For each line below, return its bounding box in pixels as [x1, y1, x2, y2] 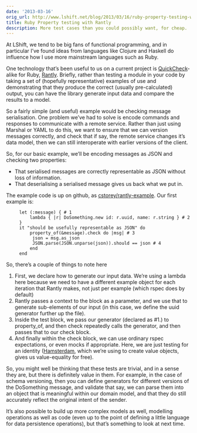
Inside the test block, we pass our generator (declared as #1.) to [14, 316, 169, 324]
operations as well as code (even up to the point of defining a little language [6, 414, 189, 421]
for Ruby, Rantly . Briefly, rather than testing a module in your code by [18, 71, 185, 78]
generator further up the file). [14, 310, 86, 317]
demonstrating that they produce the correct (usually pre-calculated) [6, 84, 173, 91]
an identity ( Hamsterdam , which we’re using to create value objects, [14, 348, 179, 355]
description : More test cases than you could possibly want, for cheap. [6, 25, 188, 31]
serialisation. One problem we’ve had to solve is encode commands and [6, 114, 180, 121]
